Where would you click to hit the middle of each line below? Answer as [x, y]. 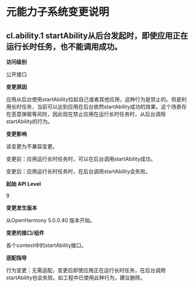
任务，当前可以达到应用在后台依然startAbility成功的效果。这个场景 [102, 107]
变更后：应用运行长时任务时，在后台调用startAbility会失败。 [78, 171]
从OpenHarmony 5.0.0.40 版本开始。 [51, 220]
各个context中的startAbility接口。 [46, 245]
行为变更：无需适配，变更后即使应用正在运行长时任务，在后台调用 [86, 270]
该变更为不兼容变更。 [32, 146]
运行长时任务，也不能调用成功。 [64, 47]
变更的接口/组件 [25, 233]
